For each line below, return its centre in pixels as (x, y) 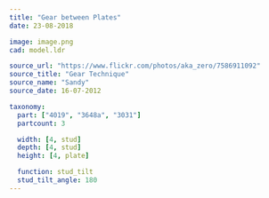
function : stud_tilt (55, 172)
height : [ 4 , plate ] (53, 156)
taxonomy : (28, 107)
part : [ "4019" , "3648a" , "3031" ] (79, 115)
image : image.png (41, 42)
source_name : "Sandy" (49, 83)
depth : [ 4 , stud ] (49, 147)
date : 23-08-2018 (41, 26)
